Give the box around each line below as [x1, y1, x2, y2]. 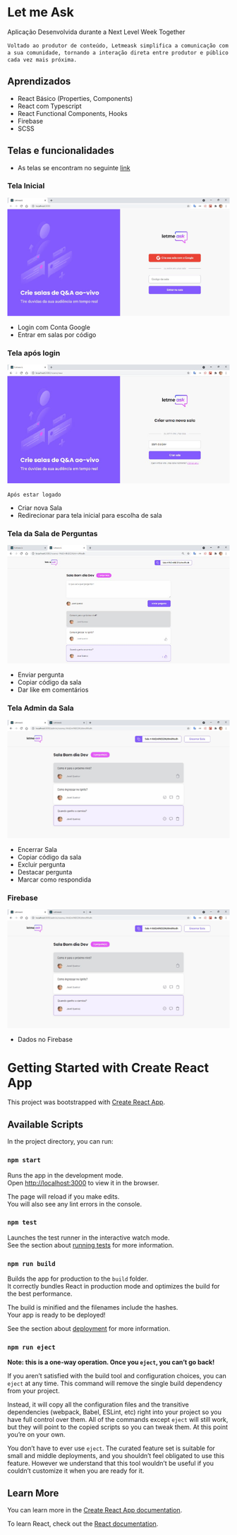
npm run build [7, 1260, 56, 1268]
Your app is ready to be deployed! [7, 1311, 106, 1320]
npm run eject [7, 1344, 56, 1351]
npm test [7, 1219, 37, 1226]
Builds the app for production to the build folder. [7, 1274, 149, 1283]
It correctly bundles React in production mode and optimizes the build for [7, 1282, 220, 1291]
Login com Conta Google [17, 323, 90, 332]
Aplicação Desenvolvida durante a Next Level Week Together [7, 28, 186, 36]
